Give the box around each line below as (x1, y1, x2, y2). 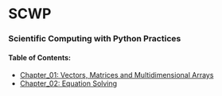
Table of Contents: (8, 52, 72, 62)
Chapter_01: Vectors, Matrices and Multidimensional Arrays (19, 71, 214, 80)
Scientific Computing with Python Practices (8, 33, 181, 44)
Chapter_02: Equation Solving (19, 79, 118, 88)
